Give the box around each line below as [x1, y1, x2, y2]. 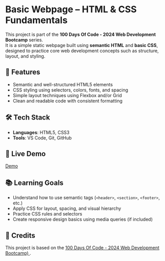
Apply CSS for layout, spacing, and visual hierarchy [12, 205, 121, 211]
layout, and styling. [5, 53, 46, 59]
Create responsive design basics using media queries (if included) [12, 216, 153, 223]
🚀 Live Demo [5, 149, 46, 158]
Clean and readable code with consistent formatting [12, 98, 123, 104]
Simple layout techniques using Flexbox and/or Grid [12, 92, 122, 98]
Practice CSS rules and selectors [12, 211, 82, 217]
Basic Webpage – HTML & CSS [5, 4, 137, 15]
